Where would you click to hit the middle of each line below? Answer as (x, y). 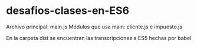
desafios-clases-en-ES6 (68, 11)
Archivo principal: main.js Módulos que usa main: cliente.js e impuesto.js (94, 27)
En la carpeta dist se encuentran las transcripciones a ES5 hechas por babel (99, 38)
